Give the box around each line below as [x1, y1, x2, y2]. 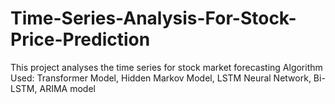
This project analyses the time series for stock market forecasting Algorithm [10, 61, 323, 73]
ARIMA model [39, 82, 96, 94]
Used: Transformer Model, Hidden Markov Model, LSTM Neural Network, [10, 72, 312, 84]
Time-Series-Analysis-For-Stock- [10, 7, 297, 30]
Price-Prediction [10, 28, 151, 51]
